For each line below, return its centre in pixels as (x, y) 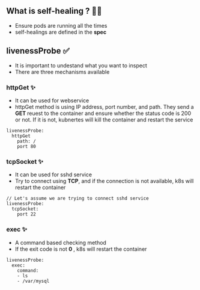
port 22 (26, 214)
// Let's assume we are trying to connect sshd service (77, 199)
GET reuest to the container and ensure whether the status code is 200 (103, 113)
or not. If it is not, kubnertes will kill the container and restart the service (104, 119)
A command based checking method (61, 242)
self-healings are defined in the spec (61, 32)
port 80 (26, 146)
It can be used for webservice (52, 100)
